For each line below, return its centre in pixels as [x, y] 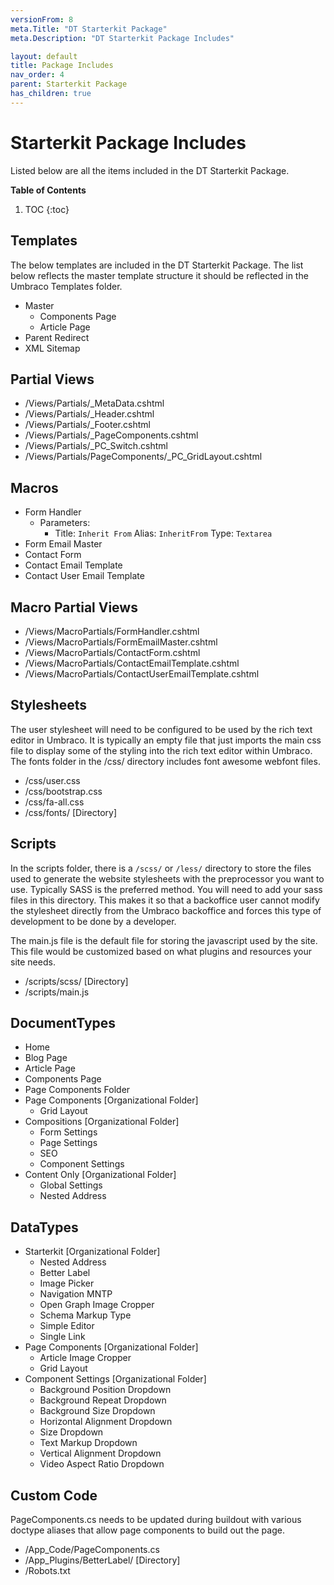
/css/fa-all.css [54, 802]
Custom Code [54, 1495]
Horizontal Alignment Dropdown [106, 1422]
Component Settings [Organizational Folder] [115, 1379]
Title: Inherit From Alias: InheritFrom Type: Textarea [163, 533]
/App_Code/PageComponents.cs [92, 1549]
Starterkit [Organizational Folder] [92, 1252]
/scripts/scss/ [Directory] [76, 981]
